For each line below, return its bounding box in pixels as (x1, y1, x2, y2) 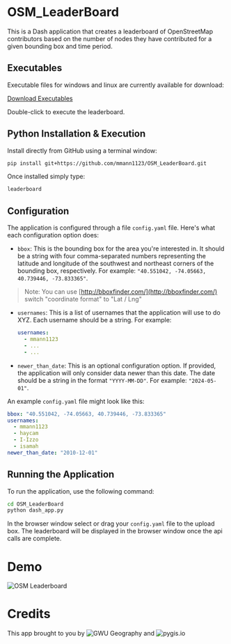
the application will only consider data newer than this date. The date (17, 368, 216, 377)
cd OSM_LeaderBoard (7, 501, 64, 508)
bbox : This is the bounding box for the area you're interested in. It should (17, 244, 225, 253)
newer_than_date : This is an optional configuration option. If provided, (17, 361, 216, 370)
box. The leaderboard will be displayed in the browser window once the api (7, 527, 223, 535)
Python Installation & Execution (7, 128, 146, 140)
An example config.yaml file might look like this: (7, 397, 145, 405)
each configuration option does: (7, 231, 99, 239)
